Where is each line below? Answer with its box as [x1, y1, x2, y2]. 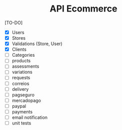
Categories [11, 52, 35, 58]
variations [11, 69, 33, 75]
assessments [11, 63, 39, 69]
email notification [11, 114, 48, 120]
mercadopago [11, 97, 41, 103]
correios [11, 80, 29, 86]
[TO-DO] [4, 20, 23, 26]
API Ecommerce [49, 3, 117, 15]
